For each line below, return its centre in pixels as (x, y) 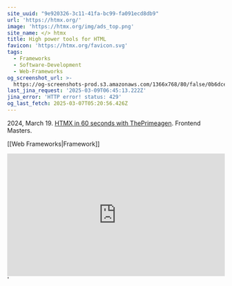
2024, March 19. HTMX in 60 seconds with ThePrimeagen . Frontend (104, 123)
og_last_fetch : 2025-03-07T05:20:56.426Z (68, 104)
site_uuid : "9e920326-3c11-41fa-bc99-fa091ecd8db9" (83, 13)
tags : (15, 53)
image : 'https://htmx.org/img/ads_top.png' (71, 26)
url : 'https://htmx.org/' (44, 20)
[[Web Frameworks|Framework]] (54, 144)
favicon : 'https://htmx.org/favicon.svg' (68, 46)
